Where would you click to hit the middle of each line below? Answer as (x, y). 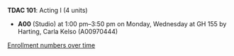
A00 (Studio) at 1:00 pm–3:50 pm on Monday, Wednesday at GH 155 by (122, 24)
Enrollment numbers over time (51, 45)
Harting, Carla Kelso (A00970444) (68, 32)
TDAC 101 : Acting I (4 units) (48, 10)
